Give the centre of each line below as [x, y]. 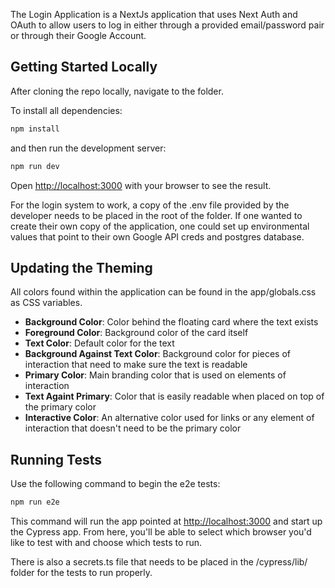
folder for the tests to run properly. [81, 573]
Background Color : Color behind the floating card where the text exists [171, 322]
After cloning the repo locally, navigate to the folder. [117, 91]
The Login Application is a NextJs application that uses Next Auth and [154, 14]
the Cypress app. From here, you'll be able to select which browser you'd [161, 532]
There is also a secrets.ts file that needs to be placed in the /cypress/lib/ [159, 562]
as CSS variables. [46, 303]
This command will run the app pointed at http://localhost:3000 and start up [166, 521]
